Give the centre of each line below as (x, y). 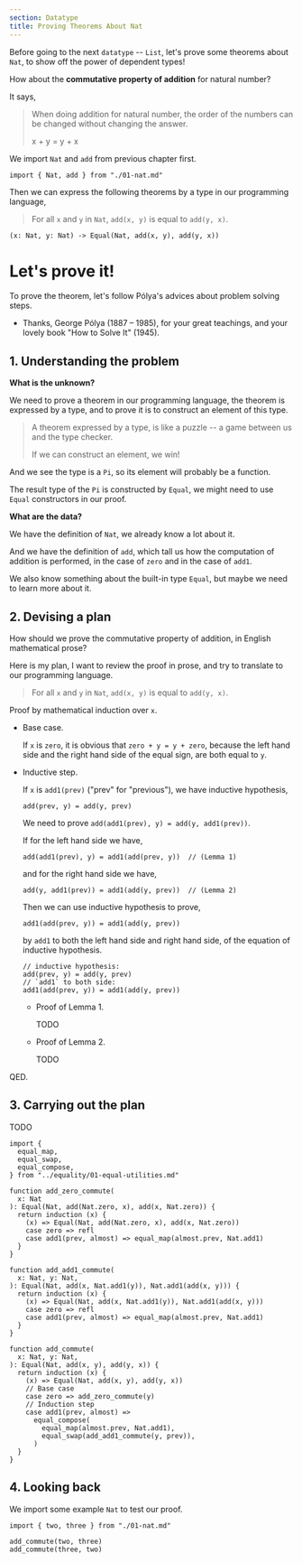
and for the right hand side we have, (90, 874)
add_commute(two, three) (56, 1541)
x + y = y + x (55, 141)
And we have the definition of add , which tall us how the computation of (142, 552)
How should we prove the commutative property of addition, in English (140, 638)
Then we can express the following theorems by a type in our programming (149, 191)
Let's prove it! (62, 271)
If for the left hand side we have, (82, 841)
